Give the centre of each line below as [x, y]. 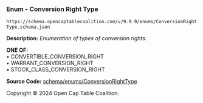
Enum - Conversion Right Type [52, 9]
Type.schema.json [28, 27]
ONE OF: [17, 50]
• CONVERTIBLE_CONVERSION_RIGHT [55, 57]
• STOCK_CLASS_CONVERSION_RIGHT [56, 69]
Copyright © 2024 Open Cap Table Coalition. [63, 93]
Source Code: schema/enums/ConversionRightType [72, 82]
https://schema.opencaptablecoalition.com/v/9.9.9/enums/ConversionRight [102, 22]
